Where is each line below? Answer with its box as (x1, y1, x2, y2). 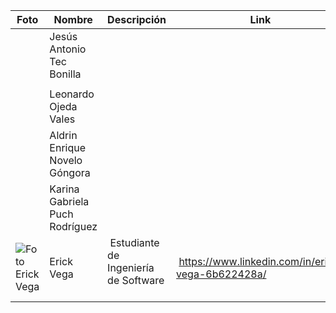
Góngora (49, 166, 91, 179)
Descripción (107, 13, 167, 26)
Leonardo (49, 87, 95, 101)
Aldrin (49, 129, 78, 142)
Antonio (49, 42, 87, 56)
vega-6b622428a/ (176, 267, 267, 281)
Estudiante (109, 236, 160, 249)
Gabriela (49, 195, 90, 208)
